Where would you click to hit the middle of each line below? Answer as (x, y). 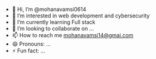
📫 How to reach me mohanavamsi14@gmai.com (73, 35)
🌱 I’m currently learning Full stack (54, 22)
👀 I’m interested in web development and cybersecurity (81, 16)
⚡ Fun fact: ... (28, 51)
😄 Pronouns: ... (31, 44)
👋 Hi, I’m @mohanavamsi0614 (49, 9)
